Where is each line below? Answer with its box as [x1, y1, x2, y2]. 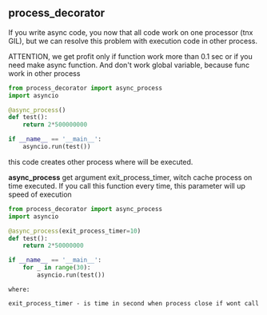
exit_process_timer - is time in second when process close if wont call [8, 299, 260, 307]
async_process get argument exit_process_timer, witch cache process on [8, 172, 253, 182]
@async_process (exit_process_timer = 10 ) [8, 227, 141, 235]
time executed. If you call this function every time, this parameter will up [8, 181, 246, 190]
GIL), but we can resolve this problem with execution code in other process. [8, 36, 258, 46]
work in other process [8, 68, 81, 78]
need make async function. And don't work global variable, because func [8, 60, 250, 70]
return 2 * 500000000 [22, 121, 88, 129]
